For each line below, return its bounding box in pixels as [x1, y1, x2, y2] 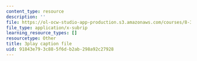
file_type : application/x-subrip [6, 24, 88, 31]
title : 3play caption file [6, 41, 72, 47]
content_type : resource [6, 8, 64, 15]
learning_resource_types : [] [6, 30, 77, 36]
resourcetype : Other [6, 35, 57, 41]
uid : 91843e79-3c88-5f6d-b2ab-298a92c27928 [6, 46, 114, 52]
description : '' [6, 14, 46, 20]
